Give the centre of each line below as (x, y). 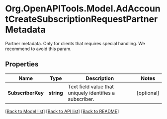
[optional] (148, 93)
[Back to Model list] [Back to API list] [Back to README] (62, 111)
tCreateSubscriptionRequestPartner (82, 19)
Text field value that (91, 86)
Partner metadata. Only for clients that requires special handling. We (75, 43)
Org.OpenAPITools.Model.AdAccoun (83, 9)
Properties (22, 64)
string (56, 93)
